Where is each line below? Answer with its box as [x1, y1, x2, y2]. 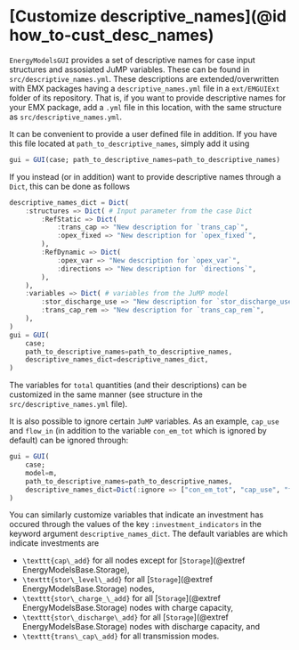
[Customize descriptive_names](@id [9, 6, 287, 27]
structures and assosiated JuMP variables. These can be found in [9, 64, 250, 75]
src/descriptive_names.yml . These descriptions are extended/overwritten [9, 73, 279, 84]
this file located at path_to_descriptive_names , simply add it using [9, 138, 250, 149]
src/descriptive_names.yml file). [9, 399, 128, 410]
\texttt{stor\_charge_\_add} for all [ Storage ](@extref [21, 593, 221, 604]
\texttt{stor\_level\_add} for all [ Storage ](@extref [21, 574, 214, 585]
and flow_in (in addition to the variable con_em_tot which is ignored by [9, 426, 267, 436]
